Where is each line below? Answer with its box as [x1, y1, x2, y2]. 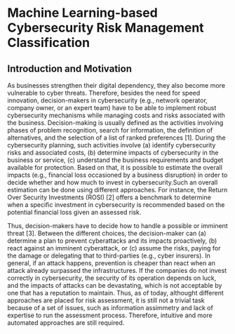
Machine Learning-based [7, 5, 158, 21]
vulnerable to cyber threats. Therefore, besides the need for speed [7, 89, 201, 97]
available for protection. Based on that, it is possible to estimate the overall [7, 163, 223, 171]
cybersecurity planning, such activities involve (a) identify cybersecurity [7, 141, 216, 149]
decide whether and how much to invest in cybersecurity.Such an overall [7, 178, 218, 187]
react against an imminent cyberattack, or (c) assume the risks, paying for [7, 244, 221, 252]
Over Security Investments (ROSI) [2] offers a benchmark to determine [7, 193, 212, 201]
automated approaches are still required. [7, 319, 125, 327]
